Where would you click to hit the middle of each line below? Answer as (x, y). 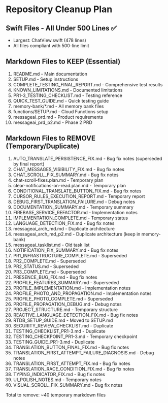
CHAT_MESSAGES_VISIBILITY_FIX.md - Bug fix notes (69, 169)
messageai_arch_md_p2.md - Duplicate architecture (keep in (77, 234)
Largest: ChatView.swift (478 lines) (50, 40)
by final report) (29, 164)
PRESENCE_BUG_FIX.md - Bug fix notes (55, 277)
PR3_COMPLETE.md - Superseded (49, 272)
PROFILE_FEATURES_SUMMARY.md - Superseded (66, 282)
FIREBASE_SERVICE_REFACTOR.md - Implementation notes (75, 212)
